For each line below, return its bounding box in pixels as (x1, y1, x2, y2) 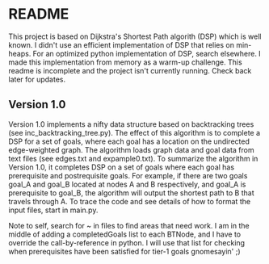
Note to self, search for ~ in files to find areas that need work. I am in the (8, 220, 250, 230)
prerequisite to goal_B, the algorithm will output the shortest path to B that (8, 187, 254, 198)
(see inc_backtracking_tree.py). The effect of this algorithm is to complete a (8, 128, 261, 137)
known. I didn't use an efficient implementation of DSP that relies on (8, 40, 234, 49)
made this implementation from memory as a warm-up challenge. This (8, 57, 242, 67)
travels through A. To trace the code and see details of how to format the (8, 196, 251, 206)
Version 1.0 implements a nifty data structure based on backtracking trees (8, 119, 254, 129)
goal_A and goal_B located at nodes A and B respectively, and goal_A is (8, 179, 246, 189)
